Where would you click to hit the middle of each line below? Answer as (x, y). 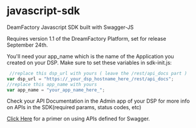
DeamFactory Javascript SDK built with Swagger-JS (70, 27)
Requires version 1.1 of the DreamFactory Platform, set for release (86, 38)
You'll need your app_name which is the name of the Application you (90, 56)
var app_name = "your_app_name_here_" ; (56, 90)
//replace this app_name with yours (52, 84)
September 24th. (27, 45)
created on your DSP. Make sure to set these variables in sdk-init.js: (89, 63)
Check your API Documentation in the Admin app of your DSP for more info (98, 101)
